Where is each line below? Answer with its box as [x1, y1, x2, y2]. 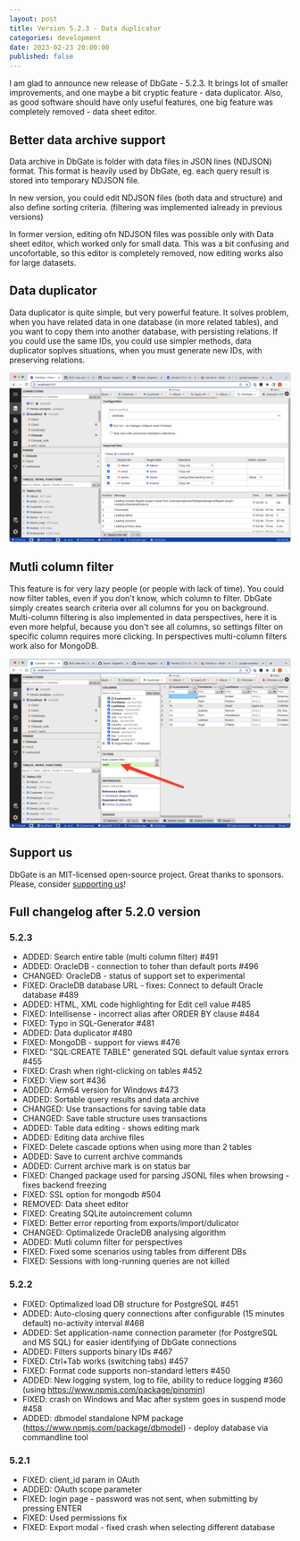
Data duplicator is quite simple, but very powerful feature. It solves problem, [9, 307, 289, 318]
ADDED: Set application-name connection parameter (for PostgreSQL [21, 1327, 279, 1338]
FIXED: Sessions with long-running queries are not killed [21, 1256, 230, 1266]
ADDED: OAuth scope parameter [21, 1484, 143, 1494]
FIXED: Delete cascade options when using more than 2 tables [21, 1142, 253, 1153]
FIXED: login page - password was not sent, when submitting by [21, 1494, 259, 1504]
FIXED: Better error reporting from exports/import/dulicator [21, 1218, 239, 1229]
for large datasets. [9, 257, 77, 268]
